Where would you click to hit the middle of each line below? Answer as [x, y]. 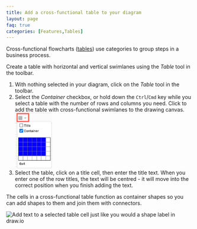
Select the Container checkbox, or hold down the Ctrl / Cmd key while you [103, 97]
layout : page [22, 19]
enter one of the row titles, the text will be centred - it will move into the [102, 179]
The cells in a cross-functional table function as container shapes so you [95, 197]
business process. [28, 55]
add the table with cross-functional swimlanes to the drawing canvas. [99, 110]
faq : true [18, 25]
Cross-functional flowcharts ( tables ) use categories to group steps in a [93, 49]
